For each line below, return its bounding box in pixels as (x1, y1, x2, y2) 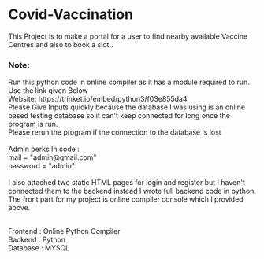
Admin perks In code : (8, 144, 80, 154)
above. (8, 203, 31, 213)
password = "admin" (8, 161, 76, 171)
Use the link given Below (8, 86, 88, 95)
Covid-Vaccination (8, 6, 134, 24)
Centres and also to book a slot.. (8, 39, 113, 49)
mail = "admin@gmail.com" (8, 153, 97, 162)
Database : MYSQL (8, 243, 70, 253)
